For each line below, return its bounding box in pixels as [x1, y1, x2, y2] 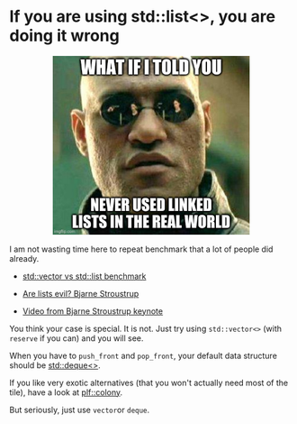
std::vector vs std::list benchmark [22, 271, 147, 281]
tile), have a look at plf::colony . [9, 386, 123, 398]
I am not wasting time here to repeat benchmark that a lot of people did [9, 244, 274, 254]
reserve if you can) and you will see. [9, 332, 144, 344]
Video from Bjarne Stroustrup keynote [22, 305, 164, 317]
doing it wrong [9, 25, 120, 46]
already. [9, 253, 40, 263]
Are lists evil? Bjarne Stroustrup [22, 288, 139, 299]
